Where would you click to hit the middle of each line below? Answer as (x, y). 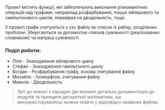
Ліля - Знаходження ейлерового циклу (53, 61)
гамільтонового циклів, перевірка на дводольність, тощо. (66, 18)
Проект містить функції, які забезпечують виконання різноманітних (76, 7)
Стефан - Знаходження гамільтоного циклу (58, 67)
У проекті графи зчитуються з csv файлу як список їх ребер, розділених (81, 27)
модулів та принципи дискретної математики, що (69, 97)
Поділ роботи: (23, 50)
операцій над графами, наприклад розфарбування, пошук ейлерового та (82, 12)
